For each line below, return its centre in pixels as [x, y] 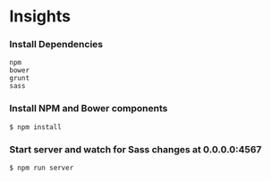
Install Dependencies [56, 45]
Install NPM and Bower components [89, 109]
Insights [40, 16]
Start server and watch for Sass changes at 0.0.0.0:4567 [135, 149]
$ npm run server [42, 168]
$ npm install [36, 127]
